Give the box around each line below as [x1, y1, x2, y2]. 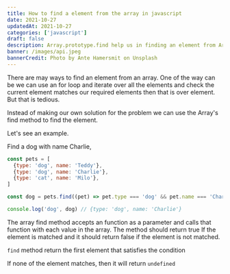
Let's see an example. [7, 129, 69, 137]
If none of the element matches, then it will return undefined [7, 259, 176, 267]
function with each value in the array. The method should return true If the [7, 225, 216, 234]
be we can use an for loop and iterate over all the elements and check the [7, 80, 214, 89]
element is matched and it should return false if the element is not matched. [7, 232, 220, 240]
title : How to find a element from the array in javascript [7, 10, 183, 17]
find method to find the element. [7, 116, 98, 124]
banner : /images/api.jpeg [7, 49, 81, 55]
